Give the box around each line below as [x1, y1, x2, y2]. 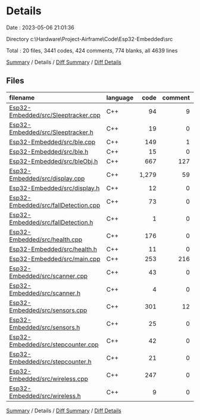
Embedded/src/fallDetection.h [9, 218, 93, 226]
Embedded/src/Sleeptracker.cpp [9, 111, 101, 119]
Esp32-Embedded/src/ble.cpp [9, 138, 96, 146]
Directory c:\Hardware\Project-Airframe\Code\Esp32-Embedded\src [6, 35, 173, 42]
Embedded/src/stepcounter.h [9, 357, 92, 366]
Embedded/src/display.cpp [9, 174, 85, 182]
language [106, 94, 134, 102]
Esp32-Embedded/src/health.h [9, 245, 97, 253]
